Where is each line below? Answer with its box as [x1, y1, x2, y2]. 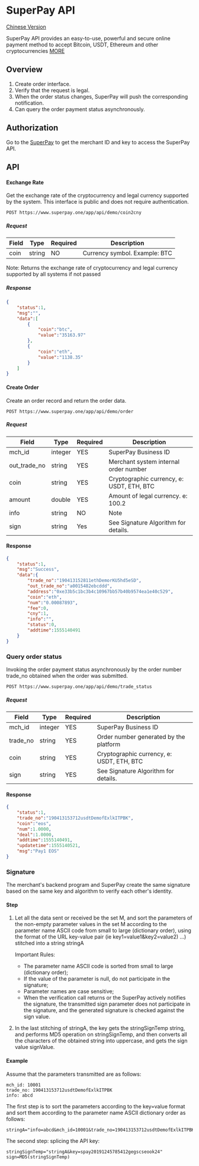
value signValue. [14, 1044, 55, 1051]
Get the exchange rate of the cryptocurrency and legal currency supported [6, 192, 189, 199]
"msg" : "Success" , [17, 567, 60, 573]
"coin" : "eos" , [17, 820, 52, 826]
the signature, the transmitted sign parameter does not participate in [23, 1000, 191, 1007]
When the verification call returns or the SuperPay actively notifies [23, 994, 186, 1001]
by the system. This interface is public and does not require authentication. [6, 198, 190, 206]
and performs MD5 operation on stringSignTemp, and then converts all [14, 1031, 188, 1038]
